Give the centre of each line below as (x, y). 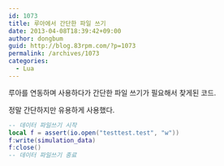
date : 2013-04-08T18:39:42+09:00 (65, 31)
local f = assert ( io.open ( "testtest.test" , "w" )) (94, 133)
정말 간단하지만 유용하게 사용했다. (62, 109)
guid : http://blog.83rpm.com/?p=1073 (72, 46)
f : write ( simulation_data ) (52, 140)
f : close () (25, 148)
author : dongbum (36, 38)
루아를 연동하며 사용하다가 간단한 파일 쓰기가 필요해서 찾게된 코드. (112, 92)
